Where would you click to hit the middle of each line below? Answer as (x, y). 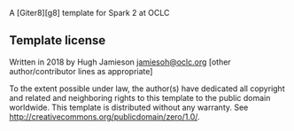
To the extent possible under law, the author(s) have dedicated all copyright (147, 89)
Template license (58, 40)
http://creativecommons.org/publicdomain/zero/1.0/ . (105, 116)
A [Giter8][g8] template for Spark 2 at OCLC (89, 13)
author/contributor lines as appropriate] (81, 71)
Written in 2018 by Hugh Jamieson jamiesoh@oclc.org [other (120, 62)
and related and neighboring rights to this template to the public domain (140, 97)
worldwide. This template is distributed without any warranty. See (129, 107)
